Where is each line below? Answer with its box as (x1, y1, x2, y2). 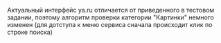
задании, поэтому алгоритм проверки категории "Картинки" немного (7, 13, 215, 21)
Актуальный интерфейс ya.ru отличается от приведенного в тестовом (7, 6, 215, 14)
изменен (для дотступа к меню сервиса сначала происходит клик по (7, 21, 213, 28)
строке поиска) (7, 28, 53, 36)
